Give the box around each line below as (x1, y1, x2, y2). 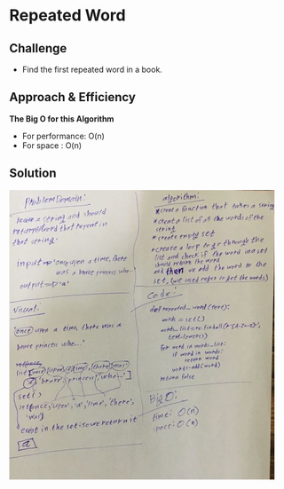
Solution (9, 166, 57, 181)
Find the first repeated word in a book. (21, 64, 162, 75)
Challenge (9, 41, 67, 56)
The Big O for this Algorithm (9, 113, 114, 124)
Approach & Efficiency (9, 90, 136, 105)
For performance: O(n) (21, 130, 105, 141)
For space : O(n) (21, 139, 83, 151)
